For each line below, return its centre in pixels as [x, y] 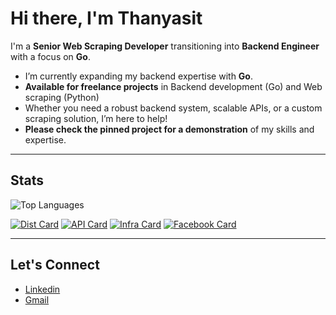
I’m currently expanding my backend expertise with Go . [138, 76]
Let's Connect [55, 265]
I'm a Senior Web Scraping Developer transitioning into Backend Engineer [165, 46]
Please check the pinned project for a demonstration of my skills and [169, 129]
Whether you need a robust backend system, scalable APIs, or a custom [173, 108]
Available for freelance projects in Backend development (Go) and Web [173, 86]
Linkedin [42, 289]
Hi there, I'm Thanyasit [106, 18]
